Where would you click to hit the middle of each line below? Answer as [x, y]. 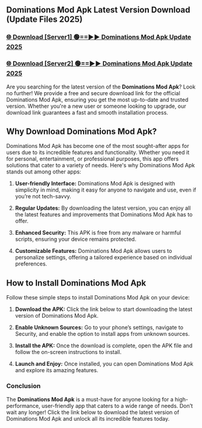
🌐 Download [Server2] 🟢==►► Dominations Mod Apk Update [99, 64]
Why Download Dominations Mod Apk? [82, 132]
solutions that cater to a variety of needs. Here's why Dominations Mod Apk [101, 166]
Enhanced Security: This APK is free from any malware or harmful [98, 233]
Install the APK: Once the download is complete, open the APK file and [104, 346]
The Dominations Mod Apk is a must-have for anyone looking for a [90, 399]
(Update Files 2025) [44, 20]
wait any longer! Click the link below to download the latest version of [93, 412]
